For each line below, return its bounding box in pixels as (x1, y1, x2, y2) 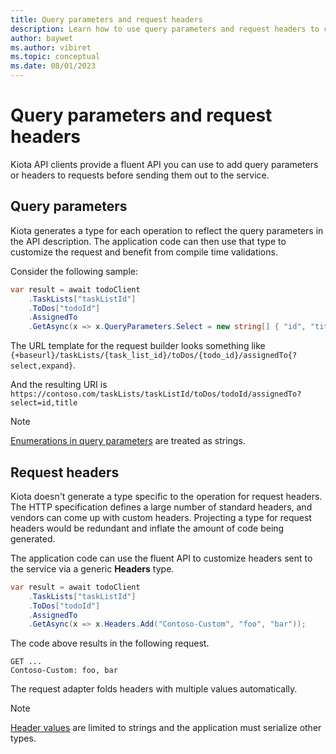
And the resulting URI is (10, 379, 108, 391)
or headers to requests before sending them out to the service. (10, 169, 270, 181)
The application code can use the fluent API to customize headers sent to (10, 552, 313, 564)
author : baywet (10, 33, 74, 43)
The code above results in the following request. (10, 637, 210, 650)
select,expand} (10, 361, 74, 371)
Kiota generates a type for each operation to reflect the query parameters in (10, 224, 324, 236)
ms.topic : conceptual (10, 52, 101, 62)
